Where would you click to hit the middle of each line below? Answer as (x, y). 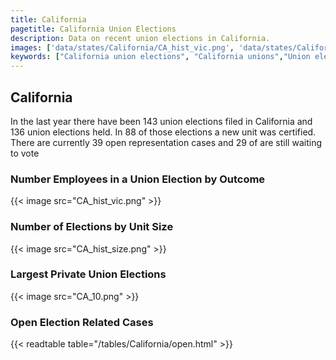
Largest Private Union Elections (88, 274)
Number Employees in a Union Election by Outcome (138, 179)
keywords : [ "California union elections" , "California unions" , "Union (160, 57)
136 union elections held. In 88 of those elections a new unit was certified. (163, 132)
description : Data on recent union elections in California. (140, 38)
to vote (25, 153)
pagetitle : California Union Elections (93, 29)
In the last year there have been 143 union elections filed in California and (161, 121)
